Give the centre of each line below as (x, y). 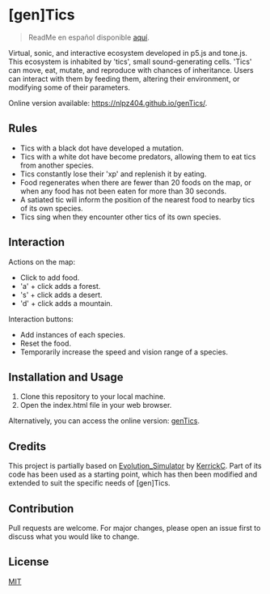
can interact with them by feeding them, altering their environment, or (124, 78)
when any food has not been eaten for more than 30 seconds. (123, 191)
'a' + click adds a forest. (60, 286)
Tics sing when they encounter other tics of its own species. (120, 217)
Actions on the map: (42, 261)
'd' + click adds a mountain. (66, 303)
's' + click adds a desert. (61, 295)
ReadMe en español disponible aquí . (89, 37)
